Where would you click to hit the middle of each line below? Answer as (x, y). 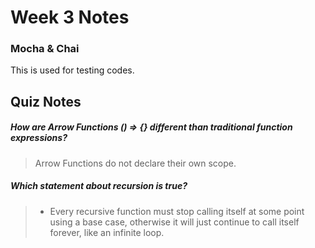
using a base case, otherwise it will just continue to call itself (174, 222)
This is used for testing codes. (72, 70)
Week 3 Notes (70, 17)
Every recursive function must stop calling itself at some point (177, 211)
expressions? (39, 138)
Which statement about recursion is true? (99, 186)
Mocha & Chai (45, 49)
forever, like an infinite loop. (107, 232)
